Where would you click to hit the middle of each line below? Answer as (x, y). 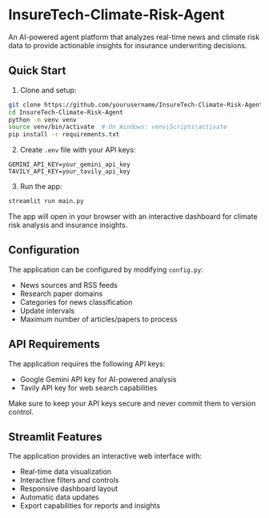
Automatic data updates (59, 497)
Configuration (44, 250)
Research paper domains (61, 293)
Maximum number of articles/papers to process (98, 319)
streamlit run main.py (46, 201)
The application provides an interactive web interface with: (105, 456)
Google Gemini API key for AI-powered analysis (98, 379)
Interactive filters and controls (69, 480)
